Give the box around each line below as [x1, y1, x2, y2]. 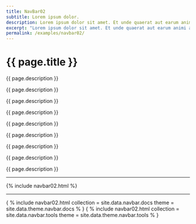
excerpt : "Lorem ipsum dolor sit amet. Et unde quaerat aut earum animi [6, 25, 187, 31]
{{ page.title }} [6, 56, 78, 69]
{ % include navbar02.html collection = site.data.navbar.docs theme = [6, 199, 174, 206]
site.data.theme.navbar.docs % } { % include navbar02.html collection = [6, 205, 180, 212]
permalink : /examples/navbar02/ [6, 30, 85, 36]
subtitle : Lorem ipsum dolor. [6, 14, 80, 20]
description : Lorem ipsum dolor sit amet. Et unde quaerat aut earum [6, 19, 179, 25]
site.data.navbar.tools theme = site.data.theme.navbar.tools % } [6, 212, 159, 219]
